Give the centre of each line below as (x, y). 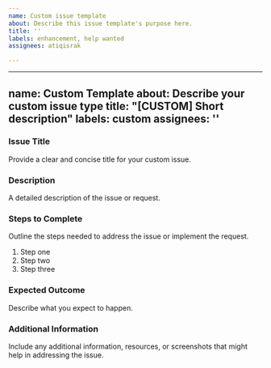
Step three (38, 269)
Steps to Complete (46, 219)
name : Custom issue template (57, 16)
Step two (35, 260)
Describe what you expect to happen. (71, 307)
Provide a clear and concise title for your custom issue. (100, 159)
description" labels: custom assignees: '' (114, 118)
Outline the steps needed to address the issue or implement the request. (129, 236)
